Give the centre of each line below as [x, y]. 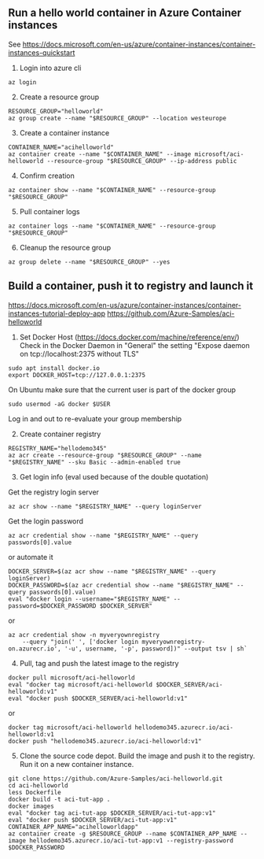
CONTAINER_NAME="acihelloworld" [61, 147]
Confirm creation [47, 176]
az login [22, 82]
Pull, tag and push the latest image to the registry [99, 663]
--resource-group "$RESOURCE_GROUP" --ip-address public [142, 161]
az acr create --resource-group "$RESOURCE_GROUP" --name [105, 455]
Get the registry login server [54, 492]
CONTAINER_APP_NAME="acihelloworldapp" [73, 827]
